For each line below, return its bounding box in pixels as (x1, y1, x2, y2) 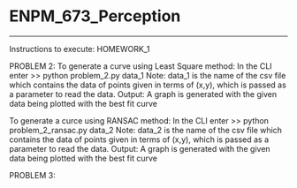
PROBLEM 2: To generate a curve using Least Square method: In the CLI (9, 60, 272, 71)
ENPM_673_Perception (9, 6, 181, 26)
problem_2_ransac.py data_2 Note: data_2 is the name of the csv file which (9, 124, 283, 135)
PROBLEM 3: (9, 169, 56, 180)
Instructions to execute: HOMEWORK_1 (9, 43, 150, 54)
